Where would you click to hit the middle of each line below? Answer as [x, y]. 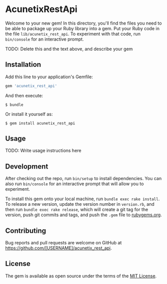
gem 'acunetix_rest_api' [31, 86]
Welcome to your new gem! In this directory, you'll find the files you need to [83, 23]
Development [27, 166]
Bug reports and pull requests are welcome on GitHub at [64, 243]
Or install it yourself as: [29, 114]
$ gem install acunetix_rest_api [40, 123]
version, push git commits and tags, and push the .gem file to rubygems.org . [84, 215]
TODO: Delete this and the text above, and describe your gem [69, 49]
